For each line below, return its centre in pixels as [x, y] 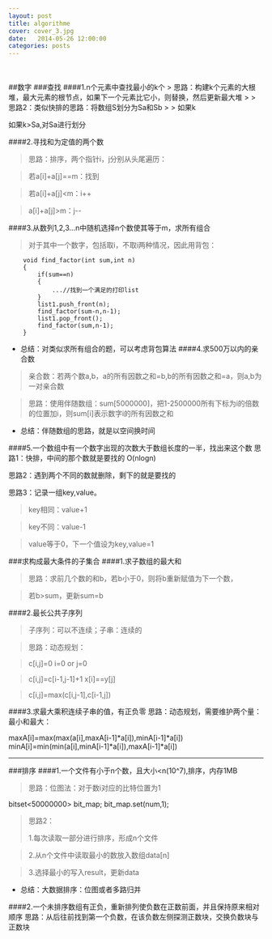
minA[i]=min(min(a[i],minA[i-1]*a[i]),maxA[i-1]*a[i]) [93, 746]
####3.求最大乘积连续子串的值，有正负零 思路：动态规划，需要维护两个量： [135, 712]
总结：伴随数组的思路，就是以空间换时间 [87, 431]
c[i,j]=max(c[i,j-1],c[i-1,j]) [70, 695]
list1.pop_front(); [70, 319]
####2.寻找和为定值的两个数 [56, 142]
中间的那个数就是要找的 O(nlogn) [101, 458]
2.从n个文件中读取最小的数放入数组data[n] [99, 856]
